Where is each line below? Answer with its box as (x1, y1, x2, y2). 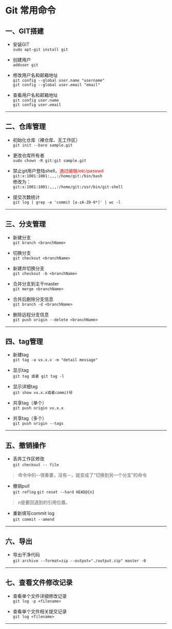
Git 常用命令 (5, 5, 56, 16)
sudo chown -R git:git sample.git (12, 158, 87, 163)
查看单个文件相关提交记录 (12, 608, 67, 614)
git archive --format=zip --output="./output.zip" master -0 (12, 558, 146, 564)
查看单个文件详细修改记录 (12, 593, 67, 599)
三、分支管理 (5, 220, 46, 228)
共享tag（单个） (12, 400, 47, 406)
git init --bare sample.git (12, 142, 73, 148)
